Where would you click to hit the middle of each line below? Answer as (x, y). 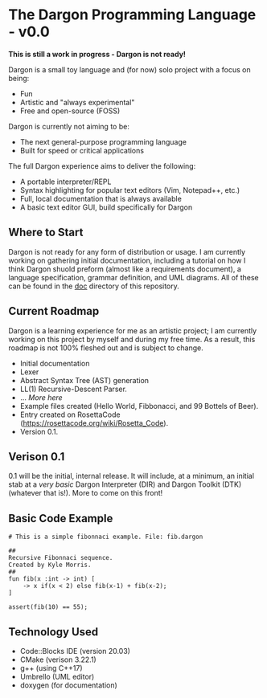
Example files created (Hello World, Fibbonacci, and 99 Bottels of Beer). (139, 406)
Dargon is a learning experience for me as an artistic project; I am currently (133, 330)
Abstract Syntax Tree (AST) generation (84, 380)
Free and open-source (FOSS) (70, 111)
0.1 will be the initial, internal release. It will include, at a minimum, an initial (131, 476)
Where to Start (46, 233)
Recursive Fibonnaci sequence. (61, 558)
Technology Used (53, 632)
